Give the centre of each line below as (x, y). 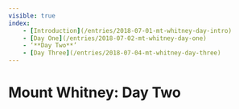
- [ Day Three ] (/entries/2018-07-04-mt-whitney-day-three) (122, 53)
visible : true (32, 16)
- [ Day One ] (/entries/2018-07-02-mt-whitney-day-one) (115, 38)
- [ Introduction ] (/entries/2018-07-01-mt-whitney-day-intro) (127, 30)
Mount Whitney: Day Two (95, 93)
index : (19, 23)
